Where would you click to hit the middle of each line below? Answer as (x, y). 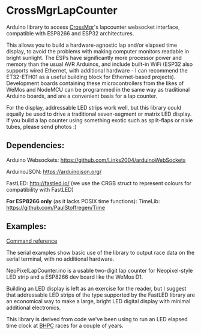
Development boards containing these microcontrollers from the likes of (95, 83)
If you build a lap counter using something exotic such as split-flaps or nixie (100, 120)
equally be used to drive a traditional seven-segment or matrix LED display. (99, 114)
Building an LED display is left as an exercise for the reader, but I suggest (96, 288)
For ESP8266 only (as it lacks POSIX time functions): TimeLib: (83, 201)
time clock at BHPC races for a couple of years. (65, 325)
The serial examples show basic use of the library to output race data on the (100, 252)
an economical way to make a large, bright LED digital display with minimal (98, 301)
